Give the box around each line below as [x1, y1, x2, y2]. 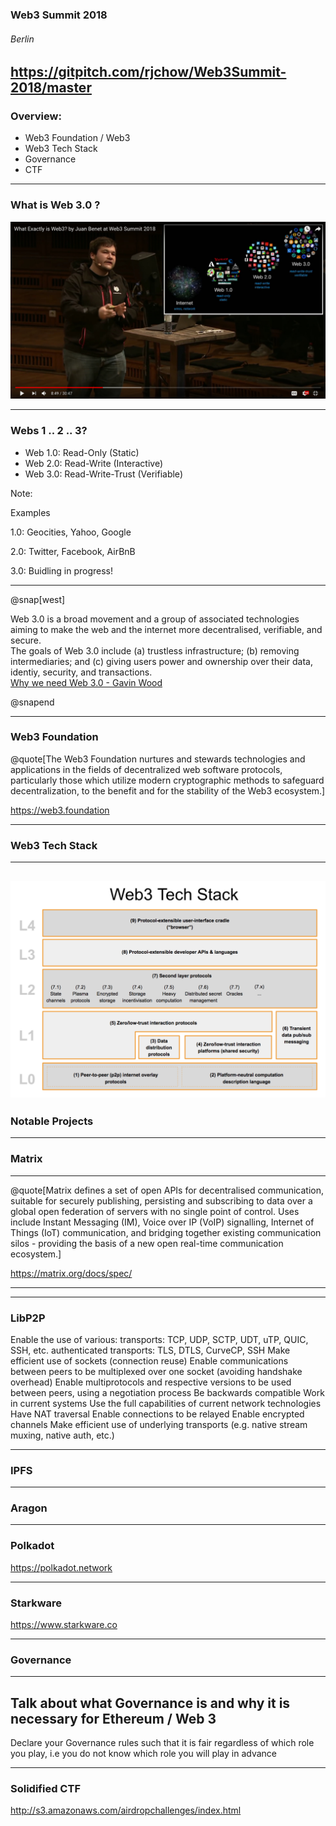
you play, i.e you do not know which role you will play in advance [10, 1748, 278, 1760]
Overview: [10, 109, 62, 123]
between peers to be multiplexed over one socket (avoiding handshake [10, 1365, 303, 1377]
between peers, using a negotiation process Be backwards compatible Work [10, 1386, 325, 1398]
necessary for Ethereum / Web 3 [10, 1710, 217, 1727]
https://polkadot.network [10, 1561, 113, 1573]
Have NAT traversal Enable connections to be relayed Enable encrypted [10, 1408, 305, 1420]
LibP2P [10, 1311, 46, 1325]
